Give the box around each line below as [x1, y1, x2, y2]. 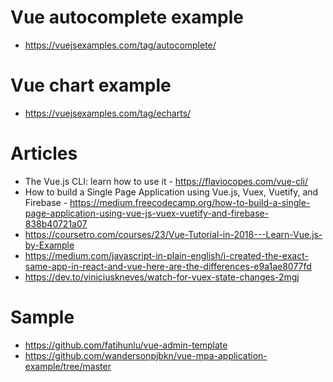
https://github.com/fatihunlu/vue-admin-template [24, 339, 228, 351]
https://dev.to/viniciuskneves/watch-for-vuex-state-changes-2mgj [24, 271, 300, 283]
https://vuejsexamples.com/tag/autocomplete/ [24, 39, 217, 51]
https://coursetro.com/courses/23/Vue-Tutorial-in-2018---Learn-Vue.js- [24, 228, 323, 240]
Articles [10, 142, 78, 165]
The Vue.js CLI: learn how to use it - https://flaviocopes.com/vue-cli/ [24, 175, 309, 187]
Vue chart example [10, 74, 172, 97]
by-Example [24, 239, 75, 251]
